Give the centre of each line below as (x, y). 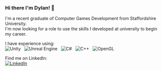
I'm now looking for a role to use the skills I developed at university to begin (81, 29)
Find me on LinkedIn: (26, 58)
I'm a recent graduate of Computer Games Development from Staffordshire (81, 19)
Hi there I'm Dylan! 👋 (30, 8)
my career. (16, 34)
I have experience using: (30, 44)
